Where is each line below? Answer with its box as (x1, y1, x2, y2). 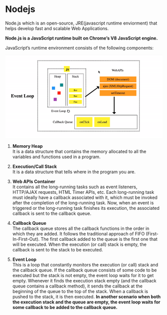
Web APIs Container (12, 178, 56, 184)
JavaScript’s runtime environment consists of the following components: (5, 45, 154, 51)
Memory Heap (12, 143, 43, 149)
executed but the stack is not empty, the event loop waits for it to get (12, 272, 154, 278)
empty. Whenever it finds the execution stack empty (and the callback (12, 277, 157, 283)
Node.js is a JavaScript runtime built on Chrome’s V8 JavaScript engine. (5, 35, 158, 41)
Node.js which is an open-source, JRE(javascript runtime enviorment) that (5, 20, 158, 26)
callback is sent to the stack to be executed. (12, 246, 103, 252)
